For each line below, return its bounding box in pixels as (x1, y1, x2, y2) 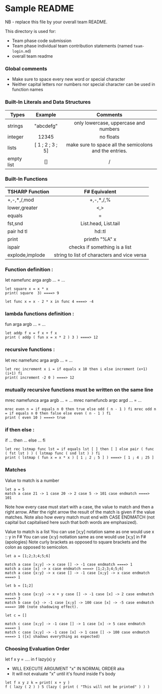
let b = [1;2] (5, 583, 34, 588)
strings (7, 122, 23, 129)
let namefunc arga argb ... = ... (5, 277, 65, 283)
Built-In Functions (5, 175, 48, 182)
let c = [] (5, 613, 27, 618)
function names (12, 87, 43, 93)
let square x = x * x (5, 286, 49, 291)
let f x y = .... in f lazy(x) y (5, 656, 56, 662)
